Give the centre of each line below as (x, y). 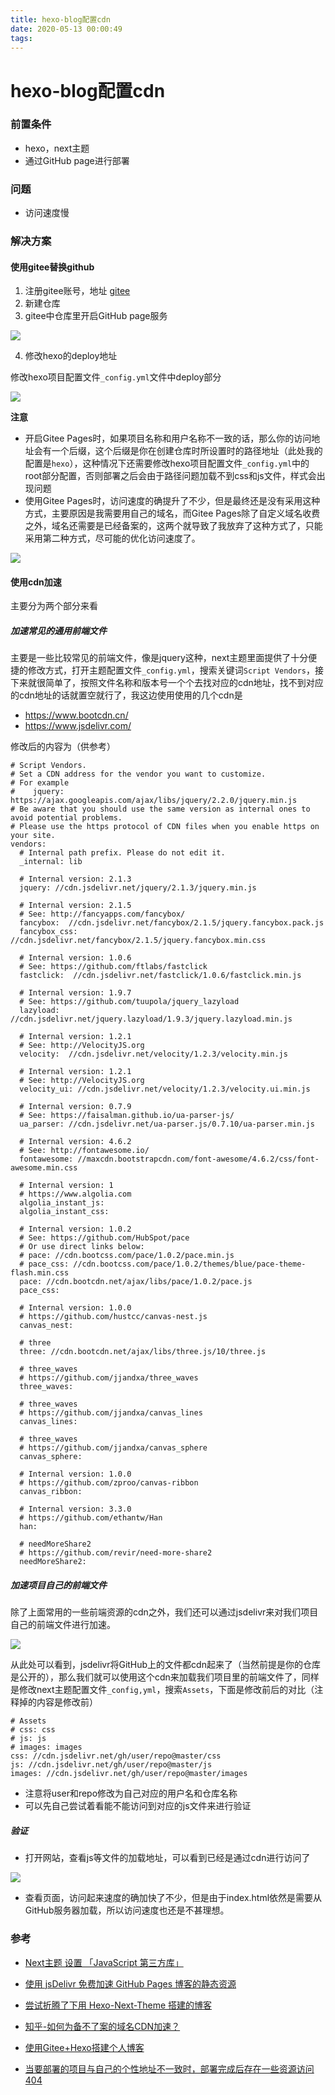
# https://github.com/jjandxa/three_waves (109, 1378)
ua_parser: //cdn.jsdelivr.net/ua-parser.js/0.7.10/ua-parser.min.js (167, 1124)
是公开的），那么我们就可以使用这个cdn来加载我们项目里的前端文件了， (156, 1677)
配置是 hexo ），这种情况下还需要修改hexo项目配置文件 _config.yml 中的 (167, 463)
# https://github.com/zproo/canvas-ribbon (109, 1483)
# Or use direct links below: (82, 1247)
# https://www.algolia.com (75, 1194)
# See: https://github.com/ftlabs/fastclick (113, 967)
